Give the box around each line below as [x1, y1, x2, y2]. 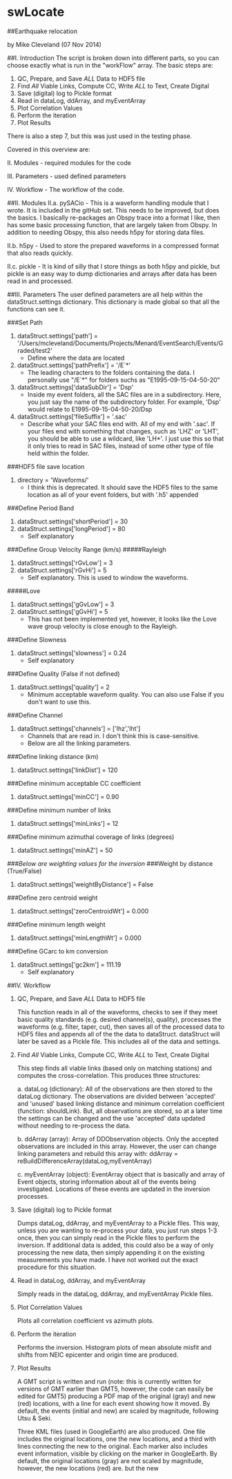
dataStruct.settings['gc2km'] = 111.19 [17, 960, 122, 969]
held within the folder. [27, 449, 90, 457]
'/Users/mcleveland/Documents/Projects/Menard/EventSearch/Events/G [17, 339, 224, 347]
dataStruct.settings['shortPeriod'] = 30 [17, 517, 128, 525]
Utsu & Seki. [17, 1413, 52, 1422]
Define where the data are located [27, 354, 125, 362]
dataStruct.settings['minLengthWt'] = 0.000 [17, 934, 142, 942]
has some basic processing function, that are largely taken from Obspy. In [7, 220, 217, 229]
